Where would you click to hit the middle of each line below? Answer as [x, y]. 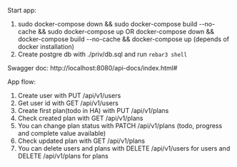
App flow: [21, 82]
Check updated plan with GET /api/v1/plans [81, 141]
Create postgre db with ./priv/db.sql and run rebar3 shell [102, 54]
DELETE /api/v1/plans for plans [63, 156]
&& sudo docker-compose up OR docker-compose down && [126, 32]
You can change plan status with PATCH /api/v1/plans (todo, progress [120, 126]
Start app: [22, 10]
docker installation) [46, 47]
